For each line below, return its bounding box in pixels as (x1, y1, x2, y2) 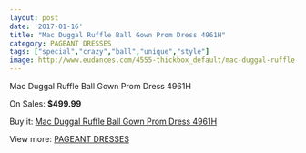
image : (9, 56, 35, 65)
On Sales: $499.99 (9, 98, 82, 109)
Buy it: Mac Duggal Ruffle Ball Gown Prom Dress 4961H (9, 116, 218, 127)
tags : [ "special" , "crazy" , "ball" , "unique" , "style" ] (9, 47, 209, 56)
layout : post (9, 13, 59, 23)
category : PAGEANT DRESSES (9, 38, 112, 48)
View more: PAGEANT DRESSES (9, 134, 130, 144)
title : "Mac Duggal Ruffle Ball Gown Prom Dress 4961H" (9, 30, 226, 39)
